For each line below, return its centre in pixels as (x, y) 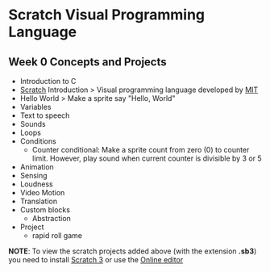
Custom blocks (45, 210)
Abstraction (51, 218)
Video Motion (42, 192)
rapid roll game (57, 235)
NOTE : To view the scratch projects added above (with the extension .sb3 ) (133, 251)
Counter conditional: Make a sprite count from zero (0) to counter (141, 150)
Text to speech (45, 115)
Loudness (37, 184)
